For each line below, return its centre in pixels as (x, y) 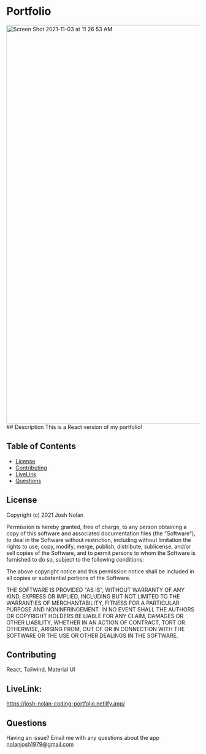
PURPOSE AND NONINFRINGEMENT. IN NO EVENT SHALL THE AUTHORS (101, 609)
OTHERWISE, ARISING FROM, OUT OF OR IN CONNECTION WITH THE (96, 629)
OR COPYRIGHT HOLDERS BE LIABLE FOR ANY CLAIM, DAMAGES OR (95, 616)
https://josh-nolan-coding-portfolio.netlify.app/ (66, 704)
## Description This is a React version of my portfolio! (74, 427)
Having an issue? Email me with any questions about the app (83, 738)
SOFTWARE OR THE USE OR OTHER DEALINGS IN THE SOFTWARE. (92, 635)
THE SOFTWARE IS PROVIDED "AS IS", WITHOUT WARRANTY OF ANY (96, 590)
